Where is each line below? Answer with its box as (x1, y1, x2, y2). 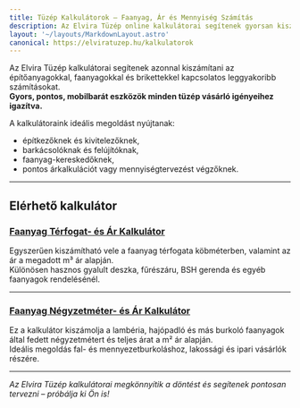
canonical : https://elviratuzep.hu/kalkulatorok (9, 38, 194, 47)
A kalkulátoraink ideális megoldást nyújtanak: (9, 118, 176, 129)
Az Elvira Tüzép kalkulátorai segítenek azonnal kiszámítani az (9, 63, 235, 73)
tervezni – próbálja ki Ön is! (9, 388, 110, 399)
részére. (9, 353, 40, 364)
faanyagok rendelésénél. (9, 274, 101, 285)
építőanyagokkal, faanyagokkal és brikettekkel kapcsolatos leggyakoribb (9, 72, 277, 83)
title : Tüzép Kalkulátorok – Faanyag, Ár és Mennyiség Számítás (9, 13, 254, 22)
